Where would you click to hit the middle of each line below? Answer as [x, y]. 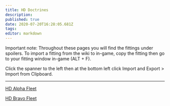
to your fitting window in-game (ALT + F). [48, 59]
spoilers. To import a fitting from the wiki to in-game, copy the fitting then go [85, 53]
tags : [11, 29]
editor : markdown [24, 33]
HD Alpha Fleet [21, 89]
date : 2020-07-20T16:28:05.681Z [39, 24]
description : [19, 15]
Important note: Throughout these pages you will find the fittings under [79, 48]
